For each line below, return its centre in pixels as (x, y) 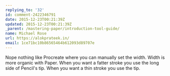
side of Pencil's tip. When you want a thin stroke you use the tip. (73, 68)
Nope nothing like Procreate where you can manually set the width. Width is (85, 57)
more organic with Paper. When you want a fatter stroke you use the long (82, 63)
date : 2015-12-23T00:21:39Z (35, 19)
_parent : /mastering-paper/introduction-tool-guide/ (63, 29)
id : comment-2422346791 (31, 15)
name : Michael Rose (26, 33)
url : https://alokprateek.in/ (38, 39)
